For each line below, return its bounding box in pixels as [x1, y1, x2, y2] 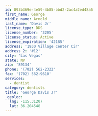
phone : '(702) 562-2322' [5, 67, 56, 72]
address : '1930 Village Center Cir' [5, 44, 80, 49]
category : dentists [5, 85, 45, 90]
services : [5, 76, 25, 81]
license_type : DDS [5, 26, 43, 31]
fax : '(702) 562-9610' [5, 72, 51, 77]
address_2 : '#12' [5, 48, 41, 53]
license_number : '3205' [5, 30, 54, 35]
